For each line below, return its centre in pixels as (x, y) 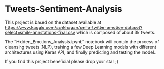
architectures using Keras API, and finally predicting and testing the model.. (81, 52)
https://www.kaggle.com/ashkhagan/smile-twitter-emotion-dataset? (74, 27)
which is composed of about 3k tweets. (116, 32)
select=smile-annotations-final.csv (40, 32)
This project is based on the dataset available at (53, 22)
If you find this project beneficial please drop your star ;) (62, 61)
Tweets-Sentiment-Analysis (63, 9)
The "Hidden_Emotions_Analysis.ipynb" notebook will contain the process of (82, 41)
